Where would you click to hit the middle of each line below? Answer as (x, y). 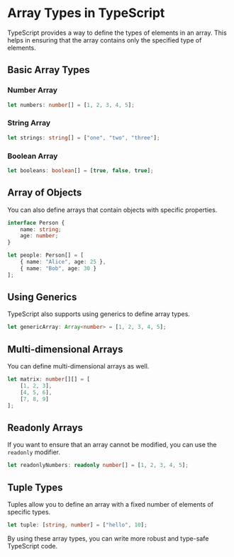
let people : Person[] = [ (45, 255)
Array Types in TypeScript (86, 13)
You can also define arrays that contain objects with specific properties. (112, 210)
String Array (29, 123)
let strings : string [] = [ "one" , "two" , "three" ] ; (84, 137)
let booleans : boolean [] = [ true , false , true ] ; (80, 170)
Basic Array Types (49, 70)
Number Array (33, 90)
